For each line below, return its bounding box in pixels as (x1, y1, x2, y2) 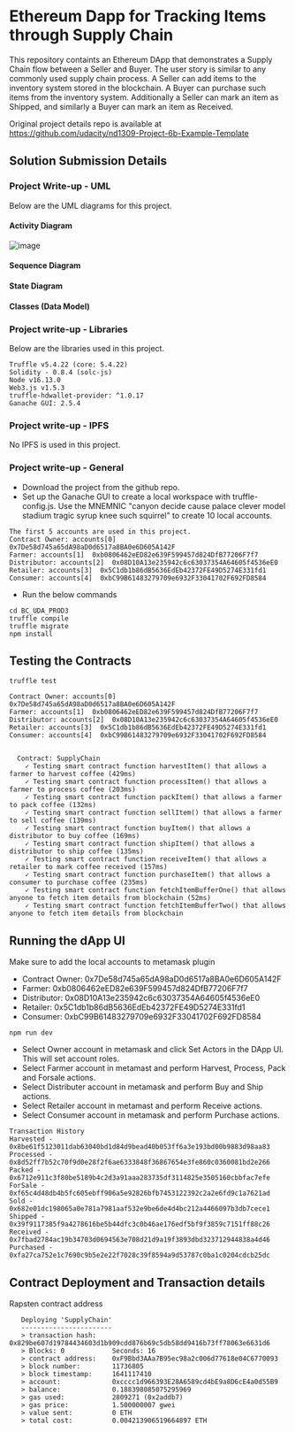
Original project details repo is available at (9, 118, 162, 129)
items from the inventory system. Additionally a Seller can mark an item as (9, 91, 279, 103)
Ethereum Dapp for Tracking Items (9, 6, 267, 27)
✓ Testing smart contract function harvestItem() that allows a (25, 762, 267, 771)
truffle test (9, 677, 57, 686)
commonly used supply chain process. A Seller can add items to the (9, 73, 257, 83)
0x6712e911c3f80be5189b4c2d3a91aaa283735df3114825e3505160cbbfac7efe (9, 1174, 271, 1182)
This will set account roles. (21, 1053, 120, 1064)
